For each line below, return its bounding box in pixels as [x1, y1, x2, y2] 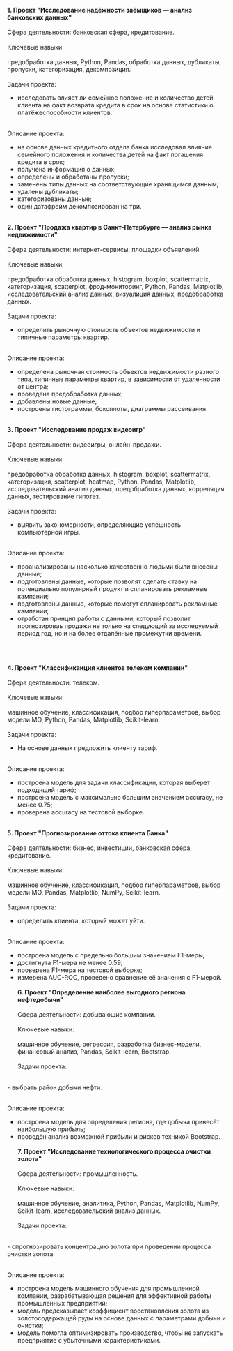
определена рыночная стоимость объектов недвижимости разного [17, 368, 220, 375]
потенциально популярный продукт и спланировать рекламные [17, 585, 208, 592]
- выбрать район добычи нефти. [7, 1083, 103, 1091]
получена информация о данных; [17, 165, 116, 173]
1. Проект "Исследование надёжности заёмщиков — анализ [7, 6, 193, 14]
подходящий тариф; [17, 786, 77, 794]
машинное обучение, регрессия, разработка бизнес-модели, [17, 1040, 202, 1048]
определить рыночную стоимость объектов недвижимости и [17, 326, 200, 334]
